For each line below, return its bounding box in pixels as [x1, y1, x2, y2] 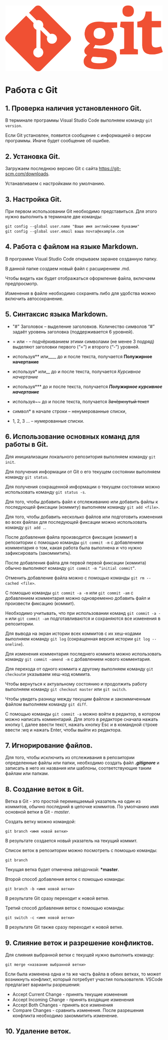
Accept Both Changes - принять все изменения [12, 1002, 113, 1008]
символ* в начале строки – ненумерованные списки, [12, 408, 126, 414]
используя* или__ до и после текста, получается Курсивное [12, 369, 141, 375]
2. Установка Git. [5, 152, 60, 161]
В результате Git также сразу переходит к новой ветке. [5, 924, 123, 930]
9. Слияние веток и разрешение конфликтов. [5, 938, 154, 947]
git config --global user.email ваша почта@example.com [5, 229, 124, 234]
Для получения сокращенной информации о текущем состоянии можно [5, 484, 160, 490]
